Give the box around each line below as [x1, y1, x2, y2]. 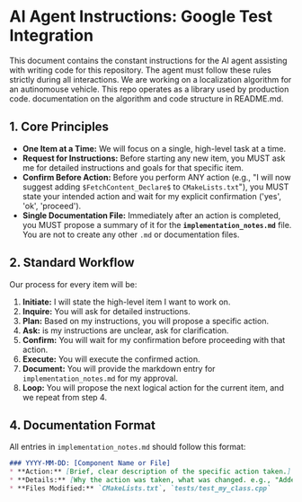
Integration [9, 25, 94, 46]
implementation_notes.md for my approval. [22, 373, 178, 383]
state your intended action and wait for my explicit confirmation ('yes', [22, 190, 281, 201]
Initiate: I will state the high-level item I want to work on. [22, 296, 231, 307]
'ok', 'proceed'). [22, 200, 82, 211]
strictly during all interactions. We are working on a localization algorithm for [9, 74, 292, 84]
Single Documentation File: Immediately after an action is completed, [22, 209, 281, 221]
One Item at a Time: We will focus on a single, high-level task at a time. [22, 143, 286, 154]
